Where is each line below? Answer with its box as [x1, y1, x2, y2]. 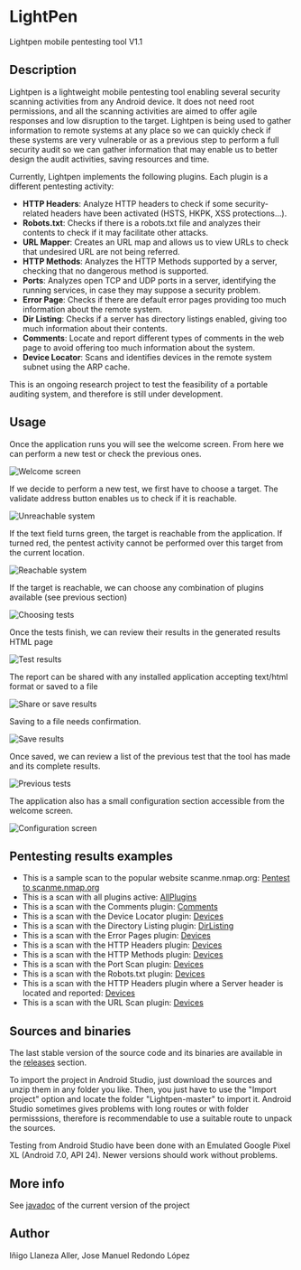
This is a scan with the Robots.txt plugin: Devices [22, 968, 205, 979]
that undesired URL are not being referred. [22, 246, 180, 257]
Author [9, 1226, 50, 1241]
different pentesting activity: [9, 181, 114, 191]
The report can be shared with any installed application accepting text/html [9, 671, 288, 682]
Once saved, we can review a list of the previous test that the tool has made [9, 751, 291, 761]
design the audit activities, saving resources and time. [9, 154, 210, 164]
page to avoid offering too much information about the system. [22, 341, 256, 353]
